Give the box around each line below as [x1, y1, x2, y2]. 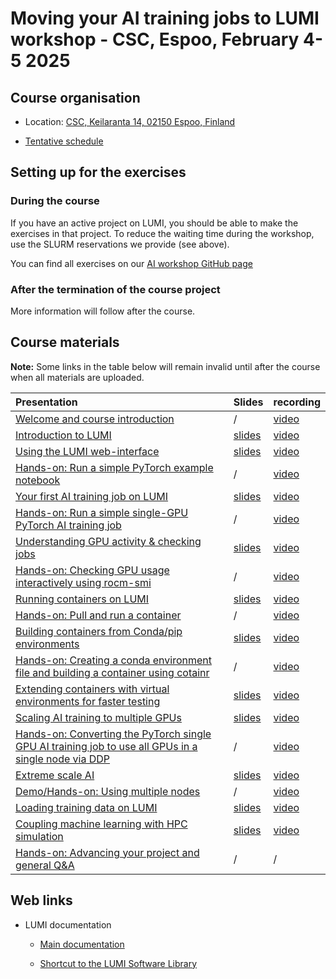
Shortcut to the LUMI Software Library [39, 957, 198, 969]
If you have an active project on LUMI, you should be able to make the [10, 217, 299, 229]
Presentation [15, 395, 78, 409]
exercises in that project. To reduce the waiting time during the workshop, [10, 227, 315, 239]
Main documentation [39, 938, 125, 950]
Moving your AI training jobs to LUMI [10, 7, 320, 30]
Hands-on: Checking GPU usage [15, 563, 170, 577]
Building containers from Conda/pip [15, 624, 183, 638]
